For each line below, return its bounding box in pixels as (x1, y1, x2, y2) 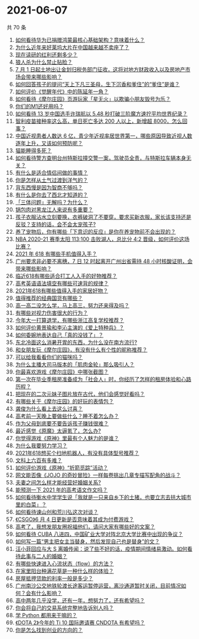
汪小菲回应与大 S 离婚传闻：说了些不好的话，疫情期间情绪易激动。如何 (15, 545, 188, 552)
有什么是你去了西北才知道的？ (15, 191, 88, 198)
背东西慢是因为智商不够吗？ (15, 183, 83, 191)
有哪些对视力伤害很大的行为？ (15, 309, 88, 316)
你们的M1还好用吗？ (15, 103, 64, 110)
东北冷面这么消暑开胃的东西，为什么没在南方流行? (15, 339, 138, 346)
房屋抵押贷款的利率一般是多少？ (15, 575, 93, 582)
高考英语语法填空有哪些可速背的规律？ (15, 280, 109, 287)
